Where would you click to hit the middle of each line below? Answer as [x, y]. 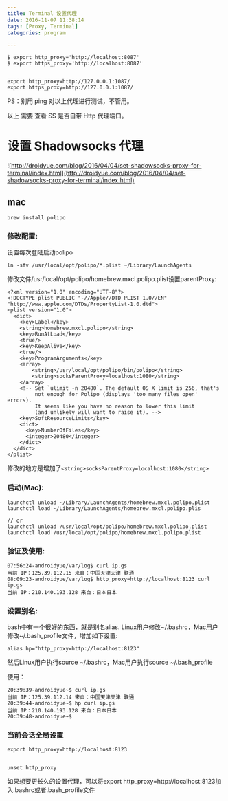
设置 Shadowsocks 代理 [75, 146]
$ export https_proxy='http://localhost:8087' [75, 64]
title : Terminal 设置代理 [42, 13]
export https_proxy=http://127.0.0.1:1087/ [70, 88]
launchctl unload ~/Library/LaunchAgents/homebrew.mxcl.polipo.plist [109, 503]
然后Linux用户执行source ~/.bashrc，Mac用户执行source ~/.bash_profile [110, 662]
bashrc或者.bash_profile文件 [55, 790]
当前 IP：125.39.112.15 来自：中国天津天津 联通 [71, 573]
